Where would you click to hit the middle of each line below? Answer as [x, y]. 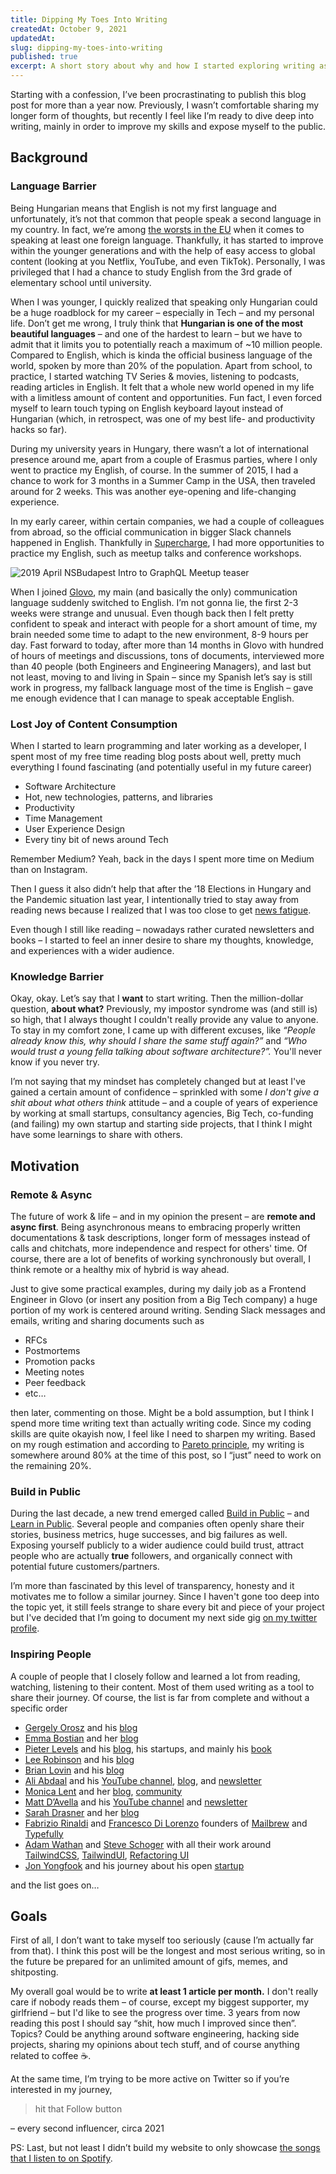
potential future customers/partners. [85, 1567]
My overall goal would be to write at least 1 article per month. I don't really [164, 1992]
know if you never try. [55, 1062]
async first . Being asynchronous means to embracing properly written [155, 1227]
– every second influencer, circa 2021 [87, 2128]
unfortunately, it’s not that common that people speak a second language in [166, 218]
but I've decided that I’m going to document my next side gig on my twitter [164, 1618]
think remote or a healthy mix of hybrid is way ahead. [120, 1269]
